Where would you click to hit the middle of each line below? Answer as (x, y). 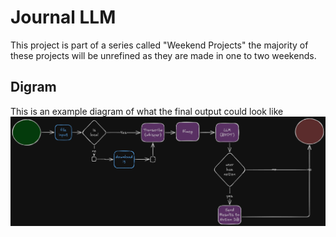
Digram (33, 87)
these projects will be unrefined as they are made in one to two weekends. (163, 55)
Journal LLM (63, 17)
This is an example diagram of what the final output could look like (147, 111)
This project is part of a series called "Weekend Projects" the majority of (159, 45)
